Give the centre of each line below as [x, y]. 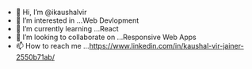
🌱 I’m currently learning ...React [67, 29]
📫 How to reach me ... [52, 46]
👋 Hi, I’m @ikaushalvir [51, 12]
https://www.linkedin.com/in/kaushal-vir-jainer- [166, 46]
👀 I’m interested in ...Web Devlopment [77, 20]
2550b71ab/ [35, 57]
